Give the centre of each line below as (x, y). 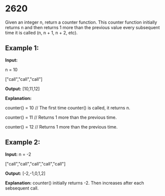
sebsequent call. (22, 188)
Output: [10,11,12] (22, 89)
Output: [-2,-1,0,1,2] (25, 173)
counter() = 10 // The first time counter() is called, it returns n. (68, 108)
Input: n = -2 (18, 154)
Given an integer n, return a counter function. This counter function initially (81, 22)
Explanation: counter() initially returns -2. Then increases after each (75, 183)
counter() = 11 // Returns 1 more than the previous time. (61, 117)
